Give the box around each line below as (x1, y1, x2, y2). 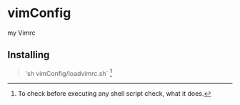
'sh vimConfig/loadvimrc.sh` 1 (24, 67, 113, 77)
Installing (7, 49, 50, 61)
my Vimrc (7, 28, 36, 37)
